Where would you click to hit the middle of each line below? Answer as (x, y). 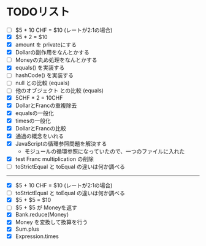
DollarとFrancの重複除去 (46, 105)
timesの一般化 (33, 121)
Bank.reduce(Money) (42, 215)
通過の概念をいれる (40, 136)
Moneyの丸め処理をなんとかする (56, 60)
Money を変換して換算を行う (51, 222)
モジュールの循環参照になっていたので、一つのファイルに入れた (105, 151)
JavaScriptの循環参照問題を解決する (61, 143)
